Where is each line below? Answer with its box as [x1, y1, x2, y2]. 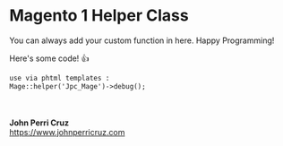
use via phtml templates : [9, 73, 110, 82]
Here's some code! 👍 [9, 53, 90, 64]
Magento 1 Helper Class [9, 5, 190, 26]
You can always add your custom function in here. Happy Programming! [9, 35, 275, 46]
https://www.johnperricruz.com [9, 126, 125, 137]
